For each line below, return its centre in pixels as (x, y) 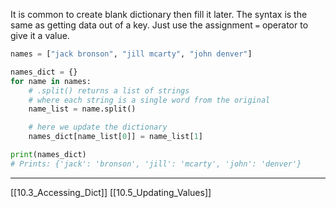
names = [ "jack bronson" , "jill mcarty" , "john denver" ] (131, 54)
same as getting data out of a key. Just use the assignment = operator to (159, 25)
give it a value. (40, 35)
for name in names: (51, 81)
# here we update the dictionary (98, 127)
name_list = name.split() (82, 109)
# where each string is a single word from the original (149, 100)
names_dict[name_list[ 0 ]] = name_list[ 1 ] (115, 137)
